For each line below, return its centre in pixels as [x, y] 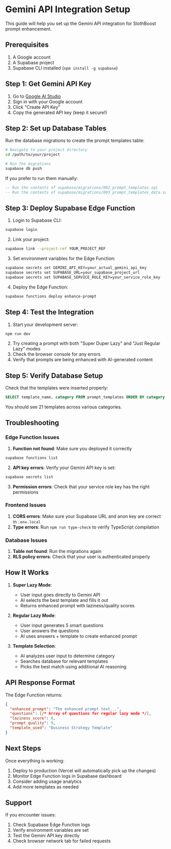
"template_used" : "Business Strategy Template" [61, 728]
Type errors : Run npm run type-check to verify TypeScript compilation [86, 527]
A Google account [32, 57]
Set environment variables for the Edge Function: [64, 258]
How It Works [27, 573]
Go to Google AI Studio [37, 96]
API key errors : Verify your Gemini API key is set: [64, 467]
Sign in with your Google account [48, 101]
